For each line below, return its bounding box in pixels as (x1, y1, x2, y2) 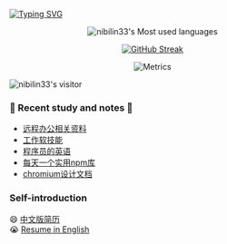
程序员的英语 (22, 146, 71, 157)
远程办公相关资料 (22, 123, 87, 134)
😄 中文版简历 (9, 213, 61, 224)
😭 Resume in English (9, 223, 90, 235)
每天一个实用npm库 (22, 157, 95, 168)
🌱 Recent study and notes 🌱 (9, 101, 133, 113)
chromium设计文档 (22, 169, 93, 180)
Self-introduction (9, 191, 88, 204)
